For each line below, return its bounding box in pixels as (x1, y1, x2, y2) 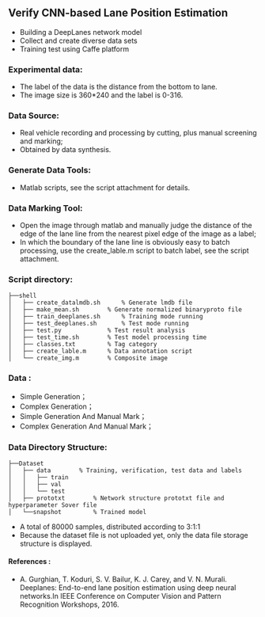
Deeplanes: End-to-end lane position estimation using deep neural (19, 583, 237, 592)
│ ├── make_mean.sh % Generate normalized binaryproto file (8, 306, 243, 314)
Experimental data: (8, 63, 83, 74)
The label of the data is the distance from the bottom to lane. (19, 82, 218, 92)
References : (8, 557, 51, 566)
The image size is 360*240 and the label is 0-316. (19, 90, 184, 100)
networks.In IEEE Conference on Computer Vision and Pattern (19, 592, 221, 601)
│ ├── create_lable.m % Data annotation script (8, 348, 193, 356)
